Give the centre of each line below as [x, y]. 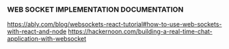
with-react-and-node [37, 31]
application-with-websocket [47, 39]
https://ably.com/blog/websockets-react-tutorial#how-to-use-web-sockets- [114, 24]
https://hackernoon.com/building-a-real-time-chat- [140, 31]
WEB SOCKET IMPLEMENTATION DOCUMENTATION [95, 10]
